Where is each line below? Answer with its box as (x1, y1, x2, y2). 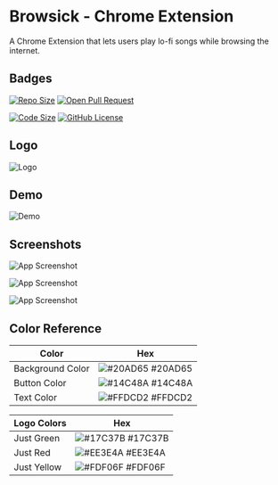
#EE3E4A (126, 447, 167, 458)
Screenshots (9, 236, 82, 251)
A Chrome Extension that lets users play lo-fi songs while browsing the (9, 36, 270, 46)
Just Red (13, 447, 51, 458)
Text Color (13, 391, 58, 403)
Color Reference (9, 321, 102, 336)
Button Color (13, 377, 67, 389)
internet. (9, 45, 40, 55)
